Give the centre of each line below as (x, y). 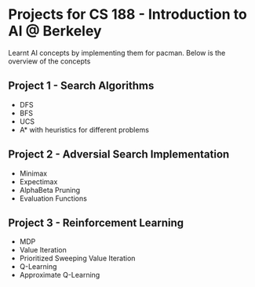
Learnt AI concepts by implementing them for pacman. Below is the (117, 53)
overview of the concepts (49, 61)
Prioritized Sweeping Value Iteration (77, 258)
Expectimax (38, 181)
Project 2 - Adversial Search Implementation (119, 154)
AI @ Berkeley (55, 31)
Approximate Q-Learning (60, 275)
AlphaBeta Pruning (50, 190)
